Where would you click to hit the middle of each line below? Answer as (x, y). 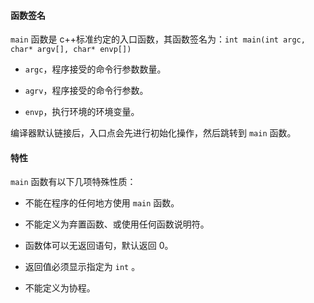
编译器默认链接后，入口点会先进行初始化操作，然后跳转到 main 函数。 (153, 133)
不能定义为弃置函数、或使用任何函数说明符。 (117, 224)
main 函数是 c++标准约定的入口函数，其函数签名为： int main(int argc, (158, 39)
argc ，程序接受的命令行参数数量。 (95, 69)
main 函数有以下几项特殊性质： (73, 182)
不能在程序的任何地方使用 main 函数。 (102, 203)
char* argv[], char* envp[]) (71, 50)
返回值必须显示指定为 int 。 (82, 267)
